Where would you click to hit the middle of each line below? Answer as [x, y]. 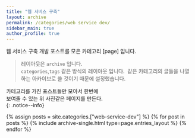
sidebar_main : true [30, 28]
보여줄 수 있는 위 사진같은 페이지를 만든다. [54, 99]
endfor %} [19, 129]
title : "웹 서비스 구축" [33, 12]
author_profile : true [33, 34]
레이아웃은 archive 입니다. [51, 64]
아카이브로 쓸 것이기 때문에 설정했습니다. [79, 79]
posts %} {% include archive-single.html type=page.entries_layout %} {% [97, 123]
